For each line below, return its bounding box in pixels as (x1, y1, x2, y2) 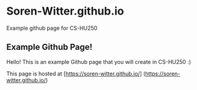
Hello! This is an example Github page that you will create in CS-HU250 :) (6, 58, 191, 65)
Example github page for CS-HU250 (6, 24, 98, 32)
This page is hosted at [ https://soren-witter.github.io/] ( (6, 70, 146, 77)
